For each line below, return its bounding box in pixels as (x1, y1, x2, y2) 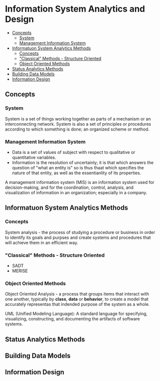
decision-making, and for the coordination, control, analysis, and (5, 184, 134, 190)
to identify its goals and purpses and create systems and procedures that (5, 234, 151, 240)
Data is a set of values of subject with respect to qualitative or (12, 149, 135, 155)
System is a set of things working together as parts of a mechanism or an (5, 116, 151, 122)
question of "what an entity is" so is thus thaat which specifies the (12, 165, 144, 170)
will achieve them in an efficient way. (5, 239, 78, 246)
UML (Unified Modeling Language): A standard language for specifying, (5, 311, 148, 316)
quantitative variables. (12, 154, 57, 160)
